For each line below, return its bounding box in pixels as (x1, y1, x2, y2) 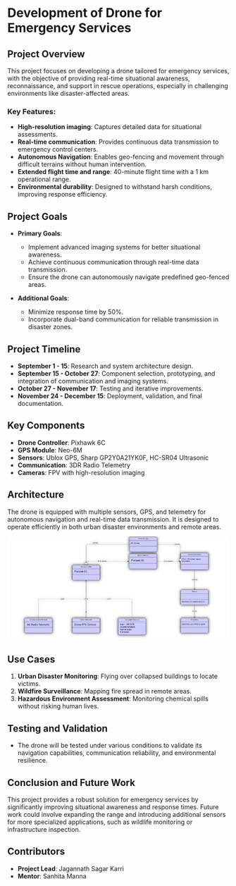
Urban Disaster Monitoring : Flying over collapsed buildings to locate (17, 672, 218, 681)
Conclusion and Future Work (7, 777, 136, 789)
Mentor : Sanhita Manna (17, 872, 87, 880)
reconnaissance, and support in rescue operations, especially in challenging (7, 82, 229, 90)
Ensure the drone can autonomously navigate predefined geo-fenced (27, 273, 230, 281)
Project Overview (7, 48, 85, 60)
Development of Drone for (7, 5, 163, 21)
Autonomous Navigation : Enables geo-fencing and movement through (17, 153, 224, 161)
